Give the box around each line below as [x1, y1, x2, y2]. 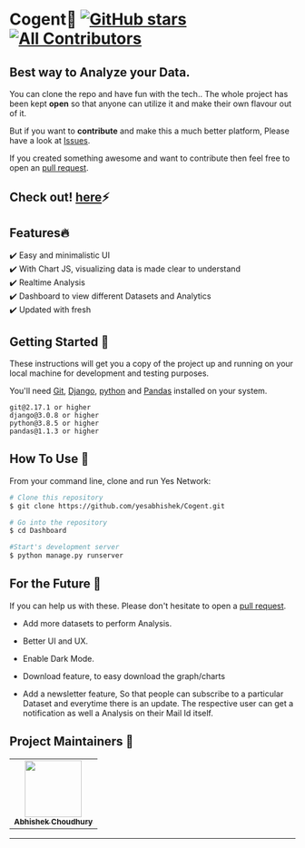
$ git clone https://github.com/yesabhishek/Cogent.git [9, 501, 225, 510]
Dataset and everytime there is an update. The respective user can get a [22, 697, 294, 708]
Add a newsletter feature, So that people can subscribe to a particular [22, 688, 284, 699]
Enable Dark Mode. [22, 653, 95, 664]
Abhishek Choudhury [14, 816, 93, 826]
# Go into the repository [9, 518, 107, 527]
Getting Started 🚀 [9, 334, 110, 350]
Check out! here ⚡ [9, 190, 111, 205]
